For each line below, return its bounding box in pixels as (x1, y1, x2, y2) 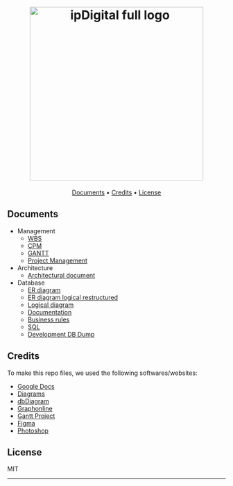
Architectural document (27, 271, 96, 279)
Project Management (27, 256, 88, 265)
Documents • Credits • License (71, 188, 162, 196)
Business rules (27, 315, 70, 324)
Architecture (17, 263, 53, 272)
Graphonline (17, 404, 53, 412)
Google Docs (17, 382, 55, 390)
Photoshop (17, 426, 49, 435)
